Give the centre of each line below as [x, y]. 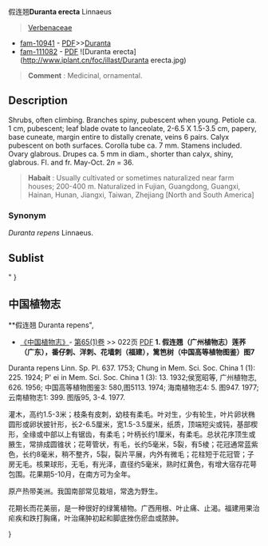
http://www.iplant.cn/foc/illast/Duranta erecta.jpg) [104, 60]
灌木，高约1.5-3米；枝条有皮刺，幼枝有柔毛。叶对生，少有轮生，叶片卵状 [128, 414]
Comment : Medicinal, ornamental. [85, 75]
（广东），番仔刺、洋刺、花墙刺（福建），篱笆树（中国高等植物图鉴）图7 [137, 352]
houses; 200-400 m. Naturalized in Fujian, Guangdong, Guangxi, [134, 186]
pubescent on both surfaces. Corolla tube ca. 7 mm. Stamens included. [125, 145]
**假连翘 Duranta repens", [51, 325]
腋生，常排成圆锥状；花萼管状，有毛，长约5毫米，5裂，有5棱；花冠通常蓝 [130, 444]
